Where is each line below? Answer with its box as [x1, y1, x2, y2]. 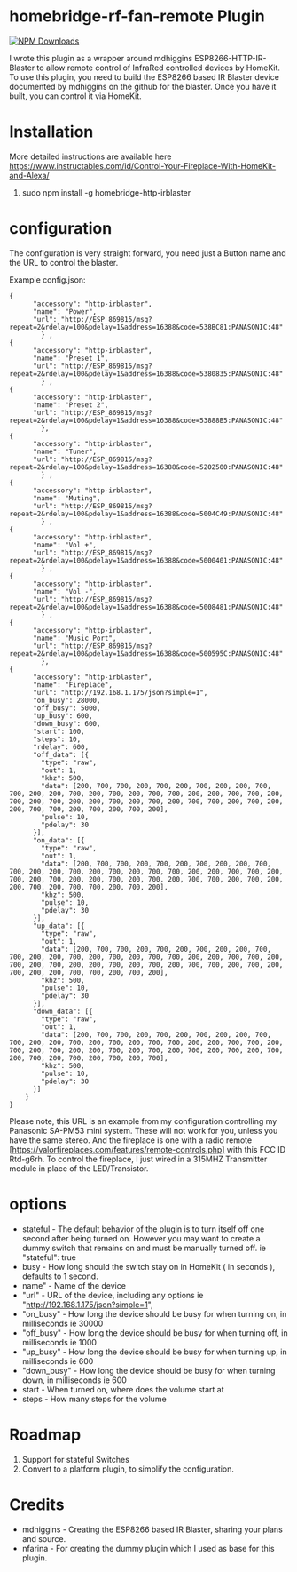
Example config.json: [9, 274, 86, 285]
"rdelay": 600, [32, 742, 90, 752]
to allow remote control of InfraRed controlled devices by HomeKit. [36, 62, 281, 73]
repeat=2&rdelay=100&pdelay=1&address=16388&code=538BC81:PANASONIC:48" [9, 323, 284, 331]
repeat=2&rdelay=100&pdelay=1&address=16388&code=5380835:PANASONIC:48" [9, 369, 284, 379]
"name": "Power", [32, 307, 98, 316]
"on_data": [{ [32, 835, 86, 845]
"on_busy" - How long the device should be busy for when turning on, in [21, 1308, 287, 1319]
